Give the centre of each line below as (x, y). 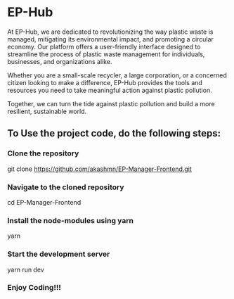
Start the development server (59, 254)
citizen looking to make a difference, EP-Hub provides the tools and (105, 82)
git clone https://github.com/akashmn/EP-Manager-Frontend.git (99, 169)
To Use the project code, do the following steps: (114, 133)
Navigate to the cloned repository (66, 187)
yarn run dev (26, 269)
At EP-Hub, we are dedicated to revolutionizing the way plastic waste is (110, 32)
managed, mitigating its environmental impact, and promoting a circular (111, 39)
